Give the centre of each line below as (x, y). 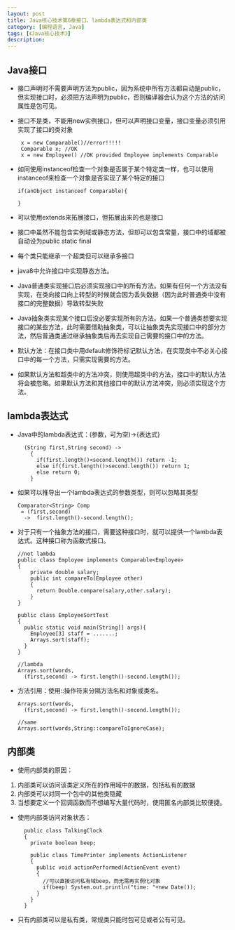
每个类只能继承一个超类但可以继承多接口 (76, 255)
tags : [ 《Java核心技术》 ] (39, 33)
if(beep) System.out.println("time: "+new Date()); (120, 887)
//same (27, 722)
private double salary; (65, 572)
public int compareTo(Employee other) (87, 578)
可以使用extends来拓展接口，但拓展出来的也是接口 (90, 217)
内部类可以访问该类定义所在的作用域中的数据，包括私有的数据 (106, 785)
